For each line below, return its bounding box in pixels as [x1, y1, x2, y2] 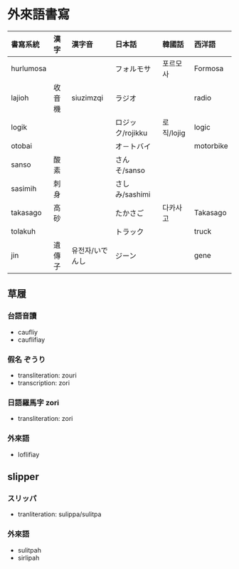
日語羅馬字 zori [7, 397, 59, 407]
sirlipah [17, 553, 40, 562]
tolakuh [11, 226, 36, 236]
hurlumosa [11, 63, 47, 73]
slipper [7, 471, 39, 483]
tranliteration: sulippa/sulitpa [17, 510, 102, 518]
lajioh [11, 93, 29, 103]
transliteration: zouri [17, 371, 77, 380]
